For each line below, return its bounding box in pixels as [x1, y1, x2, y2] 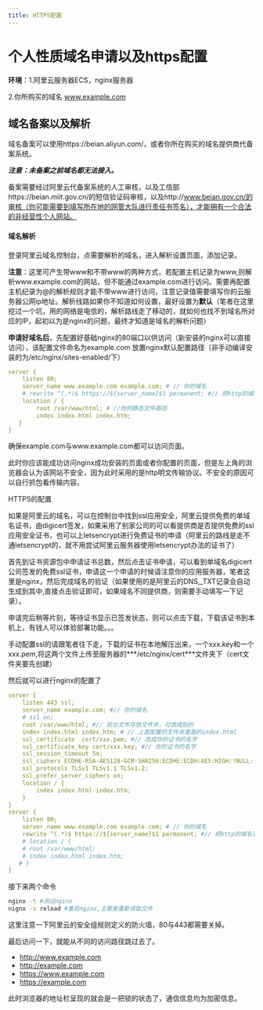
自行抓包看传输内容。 [14, 478, 84, 487]
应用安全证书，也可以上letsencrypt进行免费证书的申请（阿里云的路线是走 [8, 531, 244, 540]
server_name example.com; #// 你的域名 [22, 706, 147, 714]
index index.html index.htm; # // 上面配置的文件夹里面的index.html [22, 727, 237, 736]
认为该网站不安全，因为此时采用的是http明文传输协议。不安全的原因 [28, 468, 248, 477]
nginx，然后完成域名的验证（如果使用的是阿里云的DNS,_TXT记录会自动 [21, 577, 250, 586]
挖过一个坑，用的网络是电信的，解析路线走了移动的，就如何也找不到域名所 [8, 306, 248, 315]
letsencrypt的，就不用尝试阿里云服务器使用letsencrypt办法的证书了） [14, 541, 239, 550]
